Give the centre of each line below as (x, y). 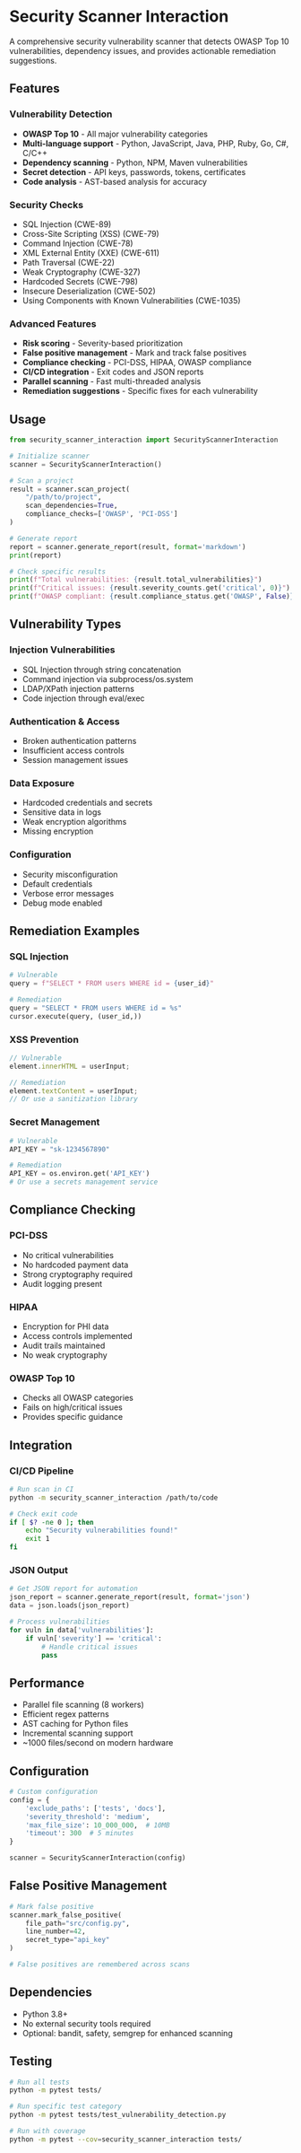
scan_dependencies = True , (72, 506)
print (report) (36, 555)
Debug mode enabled (62, 903)
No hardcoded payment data (75, 1265)
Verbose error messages (68, 893)
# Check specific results (57, 572)
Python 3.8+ (45, 2014)
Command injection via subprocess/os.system (107, 678)
